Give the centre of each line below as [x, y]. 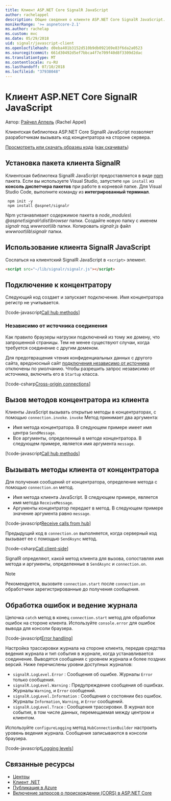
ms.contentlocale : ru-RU [32, 62]
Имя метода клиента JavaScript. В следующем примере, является [85, 497]
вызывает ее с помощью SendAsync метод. [51, 539]
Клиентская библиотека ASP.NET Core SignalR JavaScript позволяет [79, 132]
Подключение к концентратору [58, 285]
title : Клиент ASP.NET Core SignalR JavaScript [57, 10]
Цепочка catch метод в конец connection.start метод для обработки [80, 617]
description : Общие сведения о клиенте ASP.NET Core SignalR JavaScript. [86, 19]
